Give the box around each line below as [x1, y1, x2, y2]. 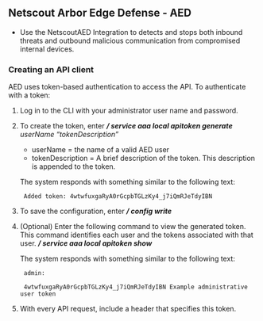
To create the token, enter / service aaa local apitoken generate [19, 121, 233, 131]
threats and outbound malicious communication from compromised [19, 36, 241, 45]
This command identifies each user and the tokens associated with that [19, 230, 254, 240]
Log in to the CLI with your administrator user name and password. [19, 106, 238, 116]
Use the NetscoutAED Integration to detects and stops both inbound [19, 27, 243, 36]
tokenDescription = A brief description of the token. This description [31, 154, 256, 163]
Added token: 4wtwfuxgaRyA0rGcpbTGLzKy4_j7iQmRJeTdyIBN [23, 193, 213, 201]
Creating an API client [8, 63, 94, 75]
